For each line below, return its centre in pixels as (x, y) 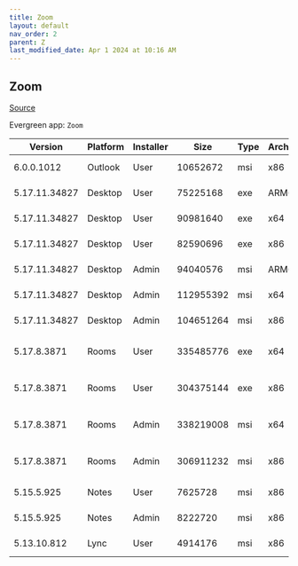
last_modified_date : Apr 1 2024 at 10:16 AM (93, 51)
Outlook (104, 167)
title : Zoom (31, 17)
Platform (106, 146)
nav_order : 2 (33, 34)
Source (22, 107)
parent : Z (27, 42)
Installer (150, 146)
